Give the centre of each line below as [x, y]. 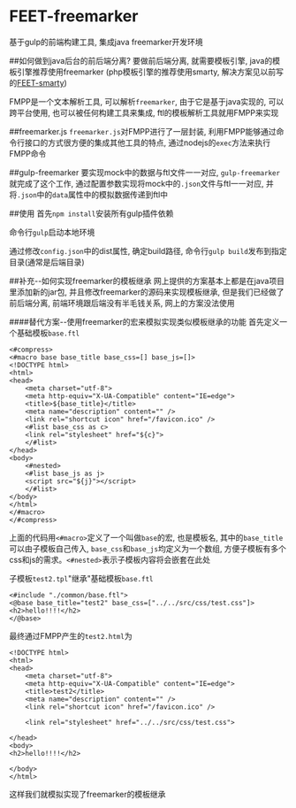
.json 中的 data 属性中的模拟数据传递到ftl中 [93, 194]
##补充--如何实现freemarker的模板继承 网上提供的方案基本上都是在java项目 [147, 281]
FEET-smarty [41, 82]
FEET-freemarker [74, 16]
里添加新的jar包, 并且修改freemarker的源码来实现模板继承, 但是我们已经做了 [147, 292]
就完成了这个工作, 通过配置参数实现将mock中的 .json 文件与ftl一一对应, [137, 183]
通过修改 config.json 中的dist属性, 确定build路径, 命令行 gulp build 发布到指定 [148, 250]
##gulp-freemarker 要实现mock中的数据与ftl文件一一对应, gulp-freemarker [145, 172]
